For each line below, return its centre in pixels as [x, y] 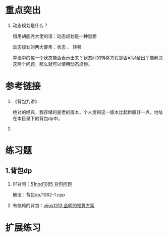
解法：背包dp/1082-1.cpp [39, 194]
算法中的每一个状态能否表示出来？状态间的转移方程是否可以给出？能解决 [88, 57]
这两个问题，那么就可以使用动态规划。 [52, 64]
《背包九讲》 [26, 101]
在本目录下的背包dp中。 [37, 118]
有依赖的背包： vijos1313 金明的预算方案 [53, 205]
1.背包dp [19, 171]
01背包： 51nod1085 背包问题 [42, 184]
